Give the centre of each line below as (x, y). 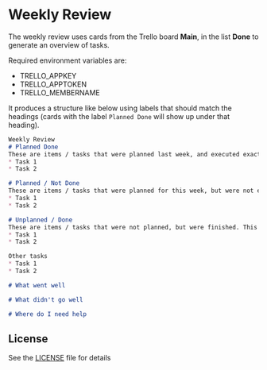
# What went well (37, 285)
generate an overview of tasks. (59, 44)
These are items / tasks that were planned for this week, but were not (131, 191)
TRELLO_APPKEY (48, 75)
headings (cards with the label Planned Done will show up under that (119, 116)
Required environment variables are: (68, 60)
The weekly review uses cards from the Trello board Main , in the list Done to (133, 37)
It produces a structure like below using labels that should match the (120, 108)
